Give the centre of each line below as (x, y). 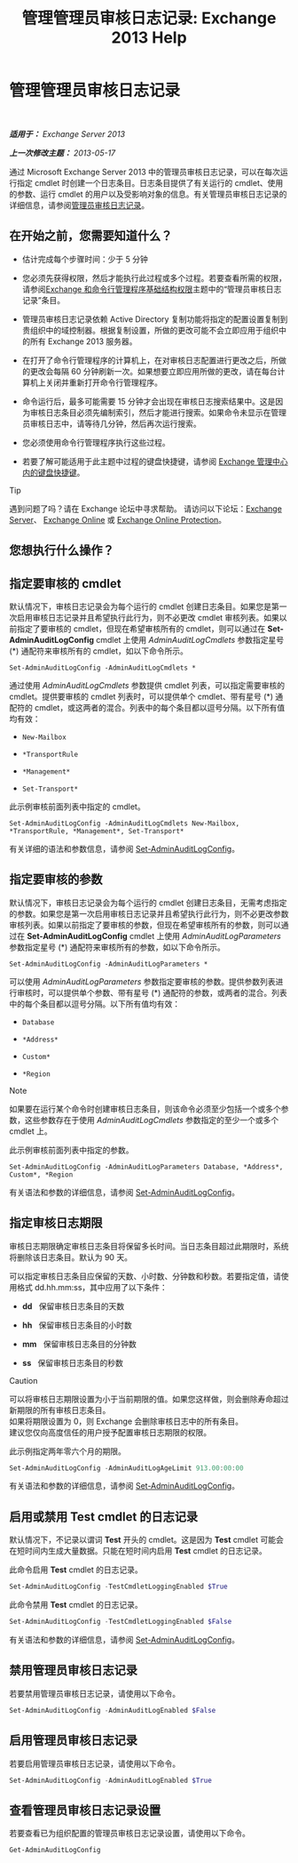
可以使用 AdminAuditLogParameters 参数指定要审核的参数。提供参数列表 (143, 981)
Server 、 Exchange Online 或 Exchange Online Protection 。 (118, 519)
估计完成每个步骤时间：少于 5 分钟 (85, 259)
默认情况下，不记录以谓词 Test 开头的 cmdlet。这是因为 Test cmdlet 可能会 (146, 1540)
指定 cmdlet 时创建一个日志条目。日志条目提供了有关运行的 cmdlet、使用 (150, 182)
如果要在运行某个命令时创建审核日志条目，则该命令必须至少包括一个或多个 (145, 1109)
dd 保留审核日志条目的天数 (73, 1306)
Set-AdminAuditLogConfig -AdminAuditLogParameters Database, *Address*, (146, 1167)
